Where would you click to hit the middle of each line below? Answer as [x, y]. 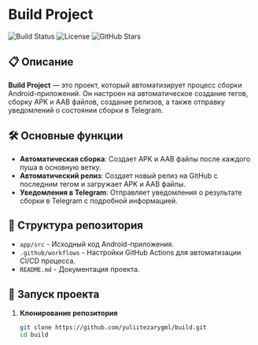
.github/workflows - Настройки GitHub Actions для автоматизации [130, 253]
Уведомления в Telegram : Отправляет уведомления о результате [131, 192]
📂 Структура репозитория [76, 225]
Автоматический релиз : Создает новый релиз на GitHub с [118, 176]
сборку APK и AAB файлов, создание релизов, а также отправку [117, 102]
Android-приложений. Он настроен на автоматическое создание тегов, [128, 93]
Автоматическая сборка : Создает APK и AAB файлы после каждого [135, 158]
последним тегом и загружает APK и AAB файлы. [103, 184]
